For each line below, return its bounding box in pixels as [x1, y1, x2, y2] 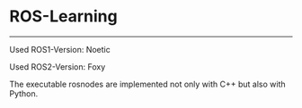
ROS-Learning [9, 6, 119, 27]
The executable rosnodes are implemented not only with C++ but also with [9, 79, 286, 89]
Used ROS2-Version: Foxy [9, 61, 106, 72]
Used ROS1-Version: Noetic [9, 44, 111, 54]
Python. [9, 87, 39, 99]
